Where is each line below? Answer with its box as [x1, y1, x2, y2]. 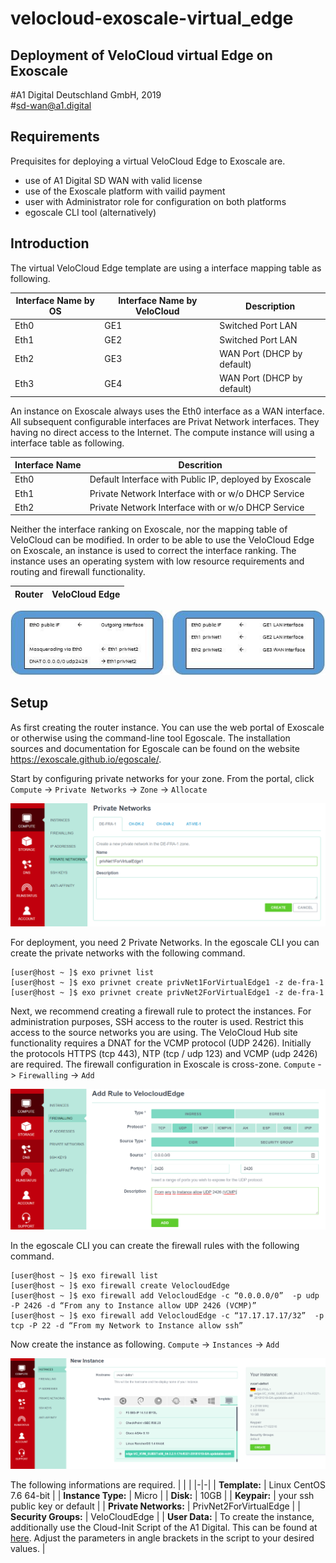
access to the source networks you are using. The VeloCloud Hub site [10, 1026, 298, 1038]
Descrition [178, 459, 223, 471]
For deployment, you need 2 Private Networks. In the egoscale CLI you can [10, 936, 320, 948]
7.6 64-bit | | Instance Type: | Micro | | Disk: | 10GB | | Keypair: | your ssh [10, 1490, 315, 1501]
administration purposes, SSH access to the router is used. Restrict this [10, 1015, 304, 1027]
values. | [10, 1543, 46, 1554]
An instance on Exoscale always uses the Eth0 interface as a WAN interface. [10, 405, 325, 417]
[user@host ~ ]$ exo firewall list [10, 1270, 159, 1281]
